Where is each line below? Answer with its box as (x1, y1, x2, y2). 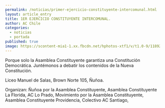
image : (5, 44, 19, 49)
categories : (5, 26, 29, 30)
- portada (9, 35, 29, 40)
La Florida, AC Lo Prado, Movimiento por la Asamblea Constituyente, (5, 92, 144, 98)
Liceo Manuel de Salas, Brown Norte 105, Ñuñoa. (5, 77, 104, 83)
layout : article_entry (5, 12, 52, 17)
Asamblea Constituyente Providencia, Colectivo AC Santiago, (5, 97, 129, 103)
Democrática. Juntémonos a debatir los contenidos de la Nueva (5, 62, 134, 68)
